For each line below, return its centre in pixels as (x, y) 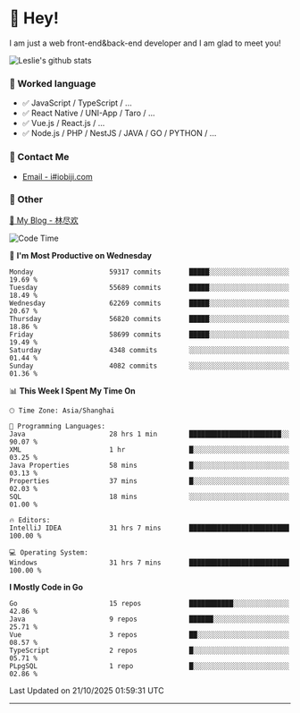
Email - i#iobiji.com (57, 176)
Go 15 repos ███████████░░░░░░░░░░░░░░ (150, 603)
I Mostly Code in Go (46, 587)
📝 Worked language (53, 83)
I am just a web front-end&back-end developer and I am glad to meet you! (145, 43)
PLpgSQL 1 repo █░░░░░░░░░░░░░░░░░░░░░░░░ (150, 666)
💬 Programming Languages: (57, 426)
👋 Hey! (34, 18)
